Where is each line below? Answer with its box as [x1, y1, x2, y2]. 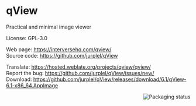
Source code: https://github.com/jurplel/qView [6, 52, 118, 59]
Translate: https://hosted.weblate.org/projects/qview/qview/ [6, 63, 151, 70]
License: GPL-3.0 [6, 34, 48, 41]
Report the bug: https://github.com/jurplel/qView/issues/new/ [6, 69, 154, 76]
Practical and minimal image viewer [6, 23, 92, 30]
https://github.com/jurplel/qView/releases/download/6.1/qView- [33, 76, 187, 83]
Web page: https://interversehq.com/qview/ [6, 45, 112, 53]
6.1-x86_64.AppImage [6, 82, 59, 89]
